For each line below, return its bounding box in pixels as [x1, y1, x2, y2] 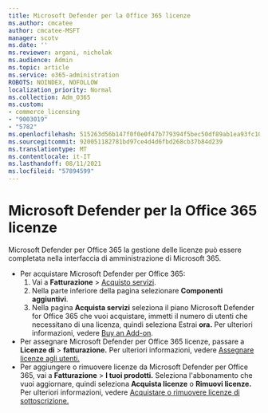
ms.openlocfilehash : [8, 130, 77, 138]
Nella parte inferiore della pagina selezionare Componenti [31, 285, 223, 295]
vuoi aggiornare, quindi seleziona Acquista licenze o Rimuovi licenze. [19, 379, 252, 388]
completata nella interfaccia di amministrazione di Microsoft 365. [8, 253, 222, 263]
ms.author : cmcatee [8, 19, 73, 27]
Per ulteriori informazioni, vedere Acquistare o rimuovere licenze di [19, 387, 241, 397]
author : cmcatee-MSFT [8, 26, 81, 34]
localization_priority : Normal [8, 85, 112, 94]
